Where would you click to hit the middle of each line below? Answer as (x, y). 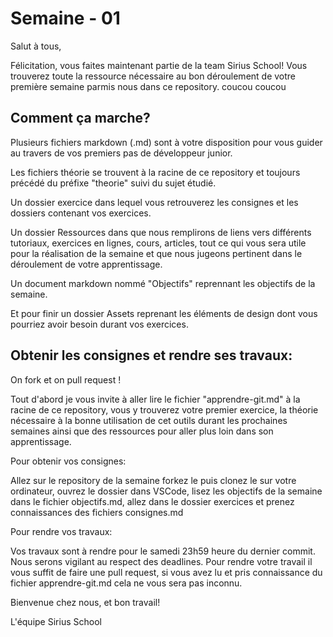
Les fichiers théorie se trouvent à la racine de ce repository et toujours (155, 172)
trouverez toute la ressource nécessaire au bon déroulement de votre (153, 76)
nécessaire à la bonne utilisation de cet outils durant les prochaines (149, 420)
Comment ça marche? (80, 118)
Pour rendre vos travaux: (61, 531)
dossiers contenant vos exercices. (81, 213)
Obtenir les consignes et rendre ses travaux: (151, 355)
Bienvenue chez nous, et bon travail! (85, 602)
